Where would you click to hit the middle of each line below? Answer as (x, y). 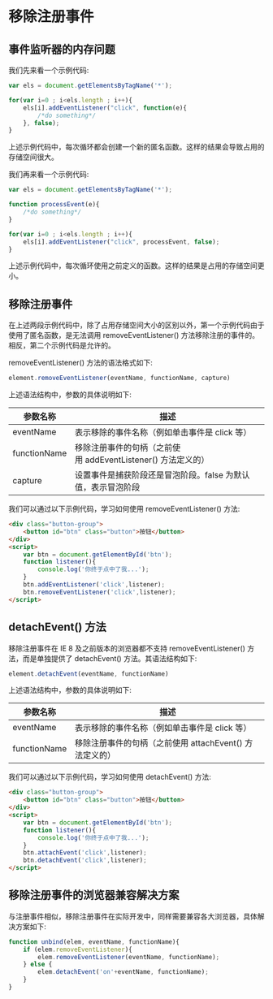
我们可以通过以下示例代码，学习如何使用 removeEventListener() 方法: (124, 509)
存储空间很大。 (33, 157)
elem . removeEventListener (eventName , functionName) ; (129, 957)
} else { (38, 964)
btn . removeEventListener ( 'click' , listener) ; (100, 592)
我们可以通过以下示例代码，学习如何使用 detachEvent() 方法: (110, 777)
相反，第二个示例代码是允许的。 (62, 345)
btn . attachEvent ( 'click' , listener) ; (85, 853)
